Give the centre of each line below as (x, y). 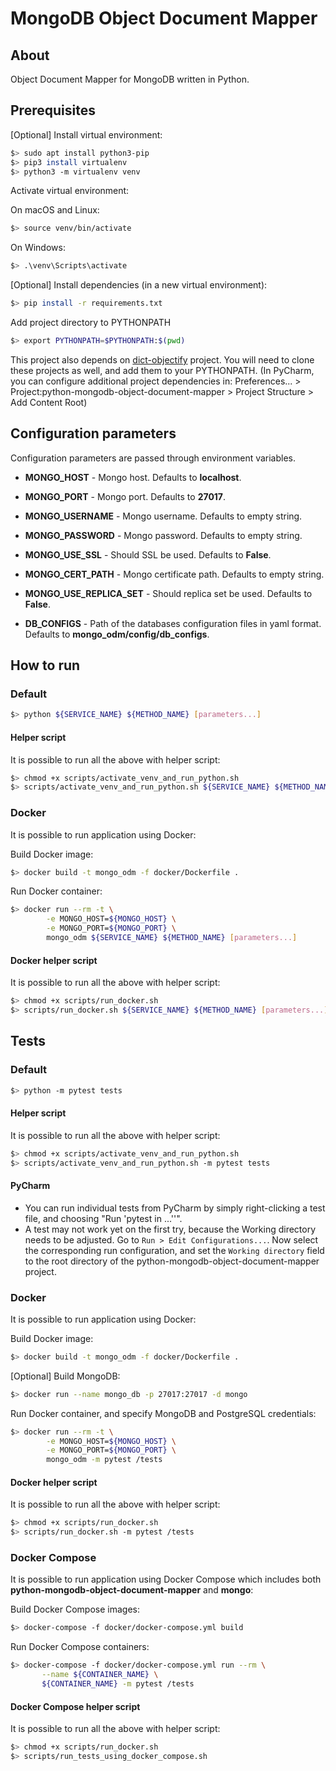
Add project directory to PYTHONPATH (91, 323)
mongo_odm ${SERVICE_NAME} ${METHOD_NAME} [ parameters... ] (172, 938)
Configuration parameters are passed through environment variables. (153, 458)
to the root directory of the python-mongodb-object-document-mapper (172, 1261)
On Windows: (38, 248)
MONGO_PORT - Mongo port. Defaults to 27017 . (125, 496)
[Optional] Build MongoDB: (65, 1376)
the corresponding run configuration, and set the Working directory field (174, 1250)
